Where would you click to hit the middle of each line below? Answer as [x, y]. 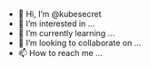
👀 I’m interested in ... [56, 24]
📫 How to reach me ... [60, 53]
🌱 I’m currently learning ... [66, 33]
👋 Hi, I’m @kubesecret [60, 14]
